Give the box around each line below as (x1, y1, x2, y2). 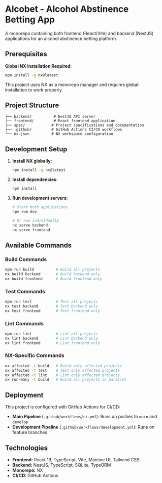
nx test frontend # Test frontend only (5, 308, 100, 313)
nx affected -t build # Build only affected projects (5, 363, 122, 368)
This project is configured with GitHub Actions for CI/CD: (5, 404, 121, 410)
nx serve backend (12, 222, 48, 228)
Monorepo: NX (12, 467, 43, 473)
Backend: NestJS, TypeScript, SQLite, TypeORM (12, 462, 111, 468)
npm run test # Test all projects (5, 299, 98, 304)
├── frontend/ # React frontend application (5, 119, 116, 124)
